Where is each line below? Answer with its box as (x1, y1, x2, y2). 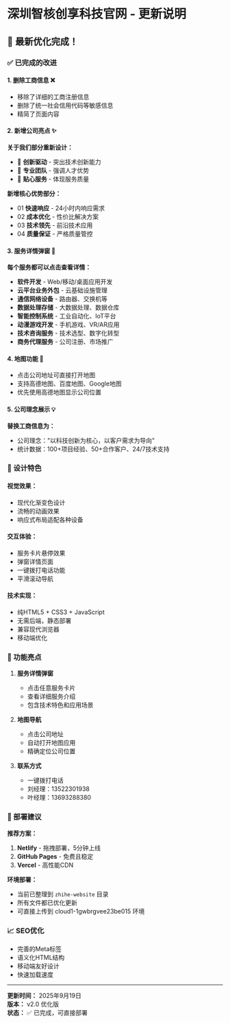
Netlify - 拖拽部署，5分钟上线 (16, 844, 101, 852)
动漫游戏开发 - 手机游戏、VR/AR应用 (16, 320, 120, 329)
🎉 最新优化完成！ (7, 36, 79, 47)
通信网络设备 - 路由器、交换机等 (16, 295, 108, 303)
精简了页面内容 (16, 110, 60, 118)
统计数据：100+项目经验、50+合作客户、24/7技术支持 (16, 444, 170, 453)
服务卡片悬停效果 (16, 548, 66, 557)
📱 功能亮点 (7, 652, 42, 661)
